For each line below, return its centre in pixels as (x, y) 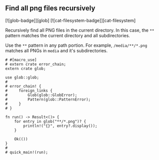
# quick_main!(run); (27, 152)
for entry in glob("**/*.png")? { (50, 121)
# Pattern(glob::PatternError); (48, 99)
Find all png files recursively (50, 8)
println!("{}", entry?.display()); (60, 126)
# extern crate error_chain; (36, 64)
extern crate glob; (26, 68)
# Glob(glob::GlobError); (41, 95)
